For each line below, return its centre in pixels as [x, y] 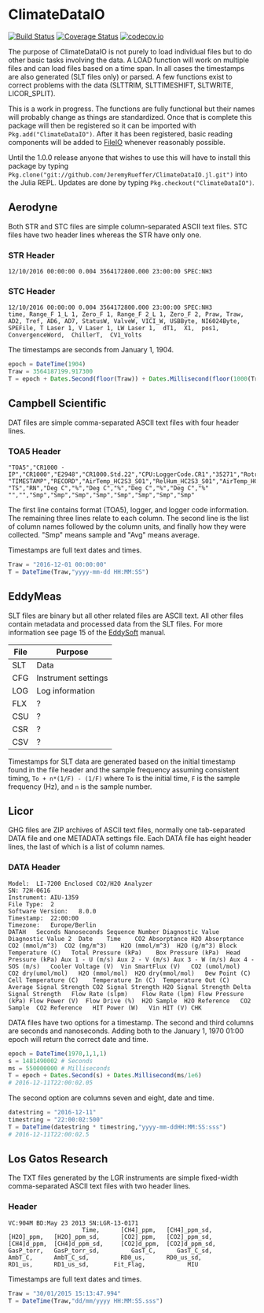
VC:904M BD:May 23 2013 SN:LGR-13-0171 [73, 1223]
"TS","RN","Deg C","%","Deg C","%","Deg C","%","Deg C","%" [109, 489]
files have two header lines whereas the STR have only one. [105, 235]
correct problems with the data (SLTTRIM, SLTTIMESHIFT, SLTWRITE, [121, 85]
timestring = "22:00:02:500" [56, 1120]
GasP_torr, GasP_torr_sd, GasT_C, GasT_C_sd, [110, 1251]
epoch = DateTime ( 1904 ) [47, 364]
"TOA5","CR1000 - [37, 468]
